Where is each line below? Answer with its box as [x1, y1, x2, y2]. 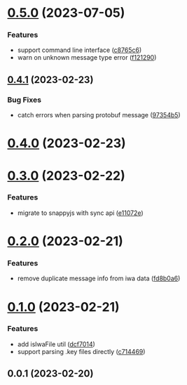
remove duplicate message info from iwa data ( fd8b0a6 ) [17, 274, 181, 282]
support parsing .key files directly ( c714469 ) [17, 347, 146, 355]
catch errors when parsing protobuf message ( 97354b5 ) [17, 111, 181, 119]
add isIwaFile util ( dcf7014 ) [17, 339, 96, 348]
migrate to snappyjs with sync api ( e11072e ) [17, 209, 144, 217]
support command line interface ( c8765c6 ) [17, 46, 142, 54]
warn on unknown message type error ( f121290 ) [17, 53, 157, 62]
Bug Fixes [7, 95, 42, 105]
